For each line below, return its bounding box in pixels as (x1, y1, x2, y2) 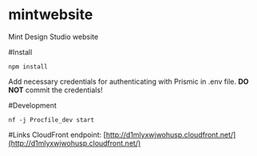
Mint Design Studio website (8, 32, 99, 41)
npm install (8, 62, 48, 71)
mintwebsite (8, 6, 93, 24)
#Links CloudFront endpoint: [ (8, 130, 106, 139)
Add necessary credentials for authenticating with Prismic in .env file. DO (8, 76, 249, 86)
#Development (8, 100, 57, 110)
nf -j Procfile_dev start (8, 115, 94, 124)
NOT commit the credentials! (8, 85, 103, 95)
